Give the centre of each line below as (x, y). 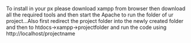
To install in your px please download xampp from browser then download (96, 9)
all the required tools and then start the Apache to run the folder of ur (90, 15)
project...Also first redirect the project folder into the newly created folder (95, 21)
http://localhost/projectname (41, 34)
